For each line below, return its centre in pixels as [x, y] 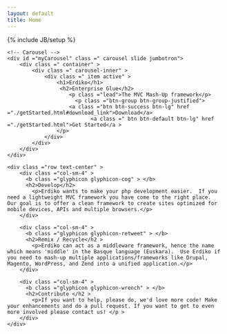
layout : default [30, 13]
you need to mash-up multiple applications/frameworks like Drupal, [108, 257]
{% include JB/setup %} [41, 39]
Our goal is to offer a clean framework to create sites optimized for [112, 203]
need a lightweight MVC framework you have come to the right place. [109, 197]
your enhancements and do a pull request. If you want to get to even [111, 306]
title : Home [24, 20]
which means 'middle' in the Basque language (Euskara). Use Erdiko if [114, 252]
